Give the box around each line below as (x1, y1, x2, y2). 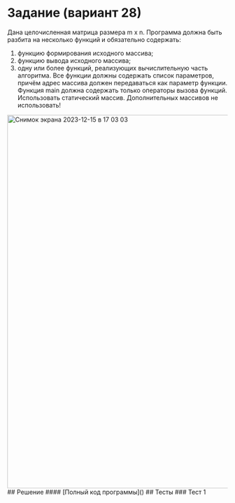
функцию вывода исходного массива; (17, 56, 131, 64)
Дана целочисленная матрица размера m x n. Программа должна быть (7, 28, 222, 36)
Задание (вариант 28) (7, 5, 142, 21)
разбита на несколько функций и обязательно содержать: (7, 35, 182, 43)
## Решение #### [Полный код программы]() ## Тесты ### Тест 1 (7, 488, 206, 496)
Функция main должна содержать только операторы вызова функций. (17, 86, 227, 94)
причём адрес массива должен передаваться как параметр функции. (17, 78, 228, 87)
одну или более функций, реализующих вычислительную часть (17, 64, 208, 72)
